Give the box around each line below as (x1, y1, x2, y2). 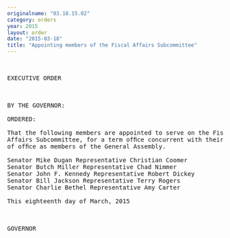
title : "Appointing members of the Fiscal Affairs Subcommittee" (7, 42, 197, 49)
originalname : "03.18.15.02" (7, 10, 90, 17)
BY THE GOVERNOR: (7, 102, 65, 109)
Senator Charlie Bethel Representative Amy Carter (7, 184, 181, 191)
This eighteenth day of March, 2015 (7, 198, 130, 205)
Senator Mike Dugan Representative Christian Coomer (7, 157, 188, 164)
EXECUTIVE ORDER (7, 75, 62, 82)
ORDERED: (7, 116, 36, 123)
